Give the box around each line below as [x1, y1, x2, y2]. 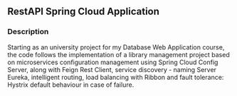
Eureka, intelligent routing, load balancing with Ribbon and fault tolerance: [7, 73, 224, 81]
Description [7, 27, 49, 37]
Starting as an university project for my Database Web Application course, [7, 42, 225, 52]
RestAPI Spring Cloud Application [7, 6, 160, 18]
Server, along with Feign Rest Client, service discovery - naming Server [7, 65, 217, 73]
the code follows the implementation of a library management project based [7, 50, 230, 59]
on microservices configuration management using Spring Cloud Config [7, 58, 218, 66]
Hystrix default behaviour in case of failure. [7, 80, 135, 89]
